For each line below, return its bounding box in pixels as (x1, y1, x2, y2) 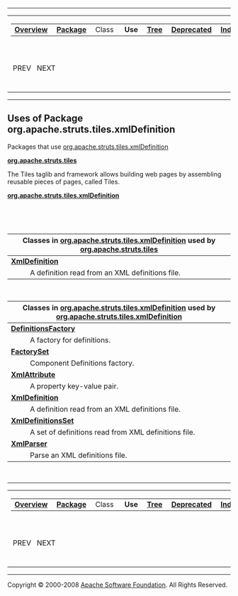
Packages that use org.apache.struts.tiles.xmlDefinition (7, 142, 169, 151)
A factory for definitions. (29, 334, 111, 344)
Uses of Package (7, 113, 84, 125)
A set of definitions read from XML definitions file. (29, 427, 195, 437)
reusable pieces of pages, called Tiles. (7, 177, 120, 186)
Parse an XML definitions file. (29, 450, 127, 460)
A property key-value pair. (29, 381, 119, 390)
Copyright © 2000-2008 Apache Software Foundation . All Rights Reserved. (7, 580, 228, 589)
